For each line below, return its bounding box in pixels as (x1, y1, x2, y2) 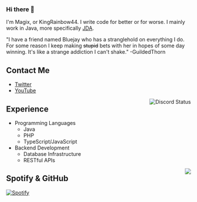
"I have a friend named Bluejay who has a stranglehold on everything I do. (6, 36, 185, 43)
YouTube (14, 87, 36, 94)
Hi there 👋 (6, 5, 35, 13)
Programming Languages (14, 119, 76, 126)
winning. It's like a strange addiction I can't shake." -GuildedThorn (6, 48, 166, 55)
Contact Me (6, 65, 50, 75)
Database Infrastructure (23, 150, 81, 157)
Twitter (14, 81, 32, 88)
